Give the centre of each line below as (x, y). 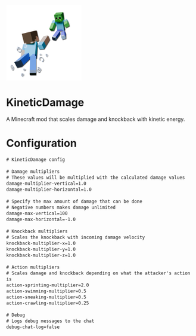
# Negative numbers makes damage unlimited (61, 207)
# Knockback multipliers (37, 231)
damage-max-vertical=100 (37, 213)
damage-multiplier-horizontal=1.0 (49, 190)
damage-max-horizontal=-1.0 (41, 219)
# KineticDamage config (36, 160)
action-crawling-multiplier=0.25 (48, 303)
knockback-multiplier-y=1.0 (41, 249)
